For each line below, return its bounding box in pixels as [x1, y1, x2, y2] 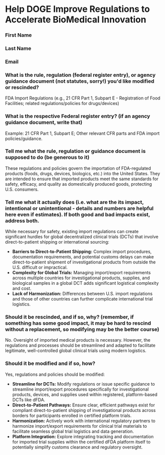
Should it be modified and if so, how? [5, 360, 96, 367]
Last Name [5, 45, 32, 52]
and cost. [12, 286, 32, 292]
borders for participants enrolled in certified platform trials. [12, 412, 132, 418]
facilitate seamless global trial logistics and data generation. [12, 428, 134, 434]
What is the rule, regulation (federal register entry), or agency [5, 71, 156, 78]
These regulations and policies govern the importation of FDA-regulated [5, 165, 151, 171]
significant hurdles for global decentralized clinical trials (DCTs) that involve [5, 234, 159, 240]
